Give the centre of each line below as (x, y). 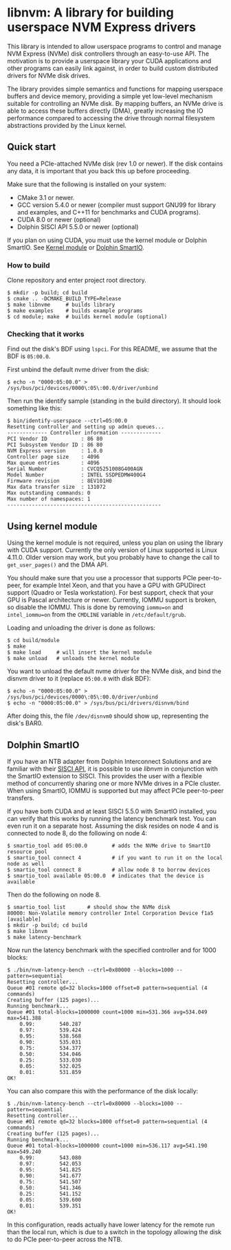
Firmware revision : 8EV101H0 (59, 481)
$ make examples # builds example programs (75, 311)
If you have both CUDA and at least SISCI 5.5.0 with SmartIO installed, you (112, 811)
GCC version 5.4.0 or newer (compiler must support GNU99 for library (117, 205)
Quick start (32, 147)
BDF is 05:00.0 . (29, 356)
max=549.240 (24, 1152)
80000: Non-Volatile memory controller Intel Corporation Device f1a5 (110, 913)
